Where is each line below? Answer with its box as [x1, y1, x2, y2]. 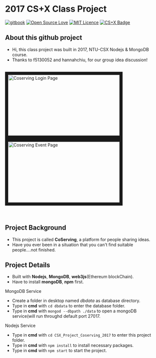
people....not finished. [12, 247, 56, 252]
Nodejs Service [5, 322, 36, 329]
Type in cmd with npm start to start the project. [12, 348, 107, 354]
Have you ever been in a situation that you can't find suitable [12, 242, 133, 248]
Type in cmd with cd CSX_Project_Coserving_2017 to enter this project [12, 332, 151, 338]
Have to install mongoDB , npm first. [12, 279, 84, 285]
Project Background [5, 224, 66, 232]
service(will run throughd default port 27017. [12, 313, 101, 319]
